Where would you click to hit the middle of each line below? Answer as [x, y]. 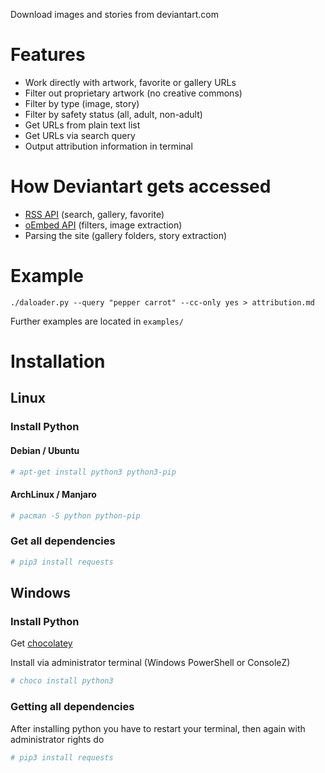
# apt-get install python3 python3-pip [93, 472]
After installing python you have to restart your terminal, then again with [158, 728]
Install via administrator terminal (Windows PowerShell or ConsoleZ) [150, 663]
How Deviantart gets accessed [141, 186]
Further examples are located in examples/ [97, 321]
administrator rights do [57, 739]
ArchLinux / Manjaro [53, 494]
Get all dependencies [63, 541]
